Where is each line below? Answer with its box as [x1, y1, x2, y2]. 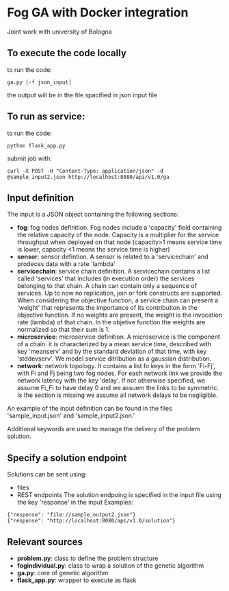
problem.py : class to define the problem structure [16, 554, 159, 562]
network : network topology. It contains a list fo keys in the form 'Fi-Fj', [16, 362, 216, 370]
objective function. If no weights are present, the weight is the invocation [16, 311, 223, 319]
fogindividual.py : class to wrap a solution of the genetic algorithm [16, 562, 204, 570]
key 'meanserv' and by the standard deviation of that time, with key [16, 348, 207, 356]
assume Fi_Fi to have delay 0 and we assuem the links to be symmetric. [16, 384, 219, 392]
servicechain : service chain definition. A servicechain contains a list [16, 267, 211, 276]
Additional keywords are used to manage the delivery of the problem [7, 425, 200, 433]
